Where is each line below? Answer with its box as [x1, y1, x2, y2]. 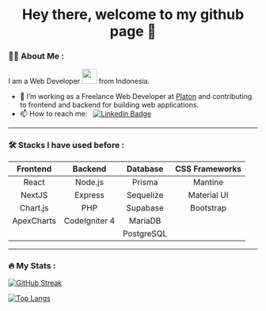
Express [74, 189, 104, 200]
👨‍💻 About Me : [8, 51, 65, 62]
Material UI [188, 189, 229, 200]
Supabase [126, 202, 164, 213]
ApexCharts [12, 215, 57, 226]
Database [126, 163, 164, 174]
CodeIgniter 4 [63, 215, 116, 226]
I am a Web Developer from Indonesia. [8, 77, 150, 86]
